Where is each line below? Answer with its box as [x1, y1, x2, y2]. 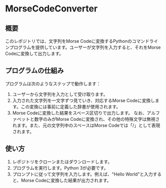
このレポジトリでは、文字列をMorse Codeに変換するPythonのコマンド [5, 38, 150, 44]
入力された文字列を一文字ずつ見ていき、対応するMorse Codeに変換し [12, 97, 155, 103]
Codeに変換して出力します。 [5, 51, 64, 56]
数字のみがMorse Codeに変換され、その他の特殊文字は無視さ [34, 116, 160, 122]
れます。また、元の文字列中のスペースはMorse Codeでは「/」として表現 [12, 122, 161, 128]
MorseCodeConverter [5, 3, 98, 14]
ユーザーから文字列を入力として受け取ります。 [12, 91, 108, 97]
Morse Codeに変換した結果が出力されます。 [21, 177, 111, 183]
